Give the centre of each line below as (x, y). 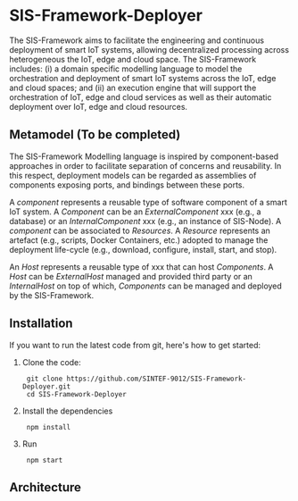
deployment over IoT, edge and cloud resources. (99, 106)
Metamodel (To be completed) (95, 135)
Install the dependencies (67, 411)
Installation (41, 324)
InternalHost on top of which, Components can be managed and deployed (146, 286)
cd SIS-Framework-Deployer (76, 394)
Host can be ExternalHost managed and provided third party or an (131, 276)
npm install (49, 427)
